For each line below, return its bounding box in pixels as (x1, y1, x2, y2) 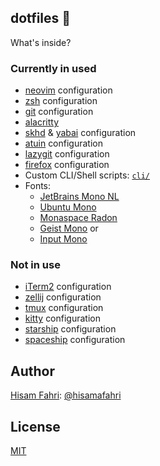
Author (10, 362, 55, 380)
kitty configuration (24, 312, 101, 325)
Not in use (10, 258, 61, 272)
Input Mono (39, 233, 88, 245)
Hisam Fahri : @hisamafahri (10, 389, 122, 401)
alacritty (24, 116, 60, 128)
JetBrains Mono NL (39, 191, 120, 203)
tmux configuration (24, 302, 104, 314)
